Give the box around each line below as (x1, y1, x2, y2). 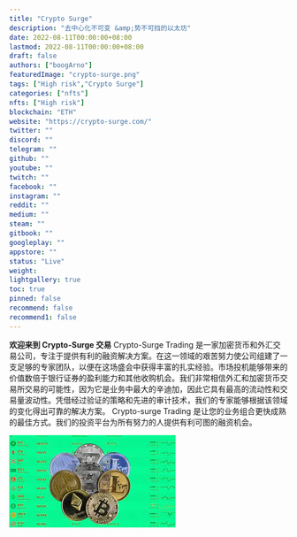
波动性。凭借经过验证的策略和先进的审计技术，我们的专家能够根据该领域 (24, 395, 288, 405)
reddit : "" (9, 201, 49, 210)
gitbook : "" (9, 229, 53, 238)
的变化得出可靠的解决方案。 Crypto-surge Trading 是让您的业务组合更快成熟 (9, 405, 286, 416)
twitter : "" (9, 127, 53, 135)
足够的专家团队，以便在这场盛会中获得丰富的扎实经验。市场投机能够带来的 (16, 361, 288, 372)
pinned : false (9, 295, 62, 303)
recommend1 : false (9, 312, 77, 322)
